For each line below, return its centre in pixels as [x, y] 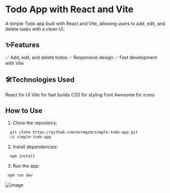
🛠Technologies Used [40, 80]
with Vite [15, 63]
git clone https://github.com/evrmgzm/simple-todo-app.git [74, 132]
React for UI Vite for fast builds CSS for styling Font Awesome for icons [80, 94]
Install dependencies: [35, 147]
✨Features [22, 45]
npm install [23, 156]
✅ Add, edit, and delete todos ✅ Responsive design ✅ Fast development [81, 57]
